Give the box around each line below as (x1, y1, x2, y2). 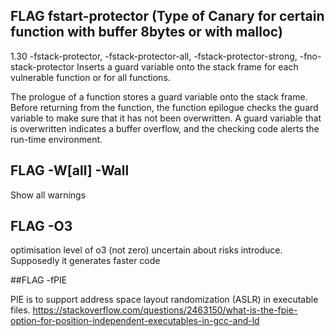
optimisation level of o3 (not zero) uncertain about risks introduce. (10, 244, 283, 256)
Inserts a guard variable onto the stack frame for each (76, 60, 299, 73)
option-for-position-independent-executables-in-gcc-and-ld (10, 315, 260, 327)
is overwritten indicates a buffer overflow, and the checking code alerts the (10, 122, 320, 134)
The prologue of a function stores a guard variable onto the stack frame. (10, 90, 308, 103)
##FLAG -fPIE (10, 274, 68, 286)
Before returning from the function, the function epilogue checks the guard (10, 101, 319, 113)
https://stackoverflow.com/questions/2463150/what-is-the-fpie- (32, 304, 298, 316)
